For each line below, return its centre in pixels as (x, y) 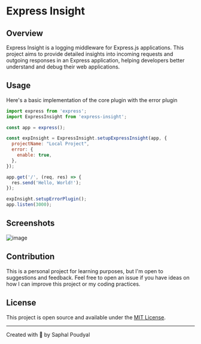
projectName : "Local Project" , (51, 144)
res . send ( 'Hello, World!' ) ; (47, 183)
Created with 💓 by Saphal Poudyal (48, 334)
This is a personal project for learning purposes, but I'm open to (85, 271)
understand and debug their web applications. (63, 67)
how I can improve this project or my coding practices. (73, 284)
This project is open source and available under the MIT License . (86, 317)
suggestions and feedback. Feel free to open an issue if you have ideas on (98, 277)
